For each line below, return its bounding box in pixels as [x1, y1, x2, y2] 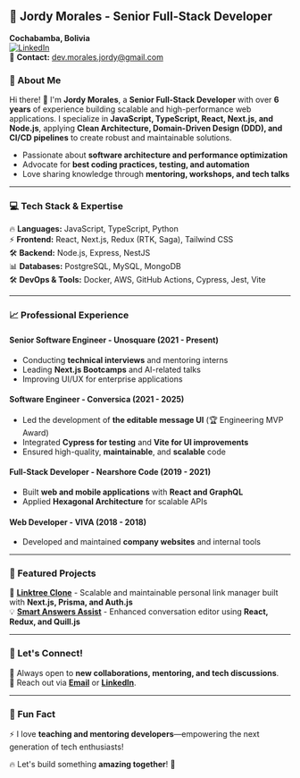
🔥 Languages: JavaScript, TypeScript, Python [9, 224, 179, 234]
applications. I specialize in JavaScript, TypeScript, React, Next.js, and [9, 114, 274, 124]
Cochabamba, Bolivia [9, 32, 91, 43]
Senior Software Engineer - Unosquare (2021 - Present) [9, 334, 219, 345]
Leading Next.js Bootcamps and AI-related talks [21, 364, 201, 375]
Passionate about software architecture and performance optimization [21, 149, 288, 161]
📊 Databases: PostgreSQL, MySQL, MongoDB [9, 261, 181, 272]
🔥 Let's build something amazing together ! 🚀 [9, 759, 176, 770]
